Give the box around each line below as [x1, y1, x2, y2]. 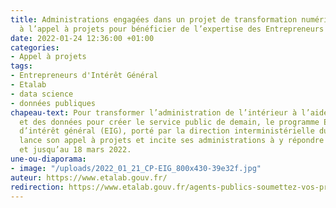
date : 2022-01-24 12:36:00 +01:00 [10, 33, 155, 43]
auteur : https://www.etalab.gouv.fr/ [10, 172, 168, 183]
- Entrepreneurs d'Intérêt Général [10, 71, 159, 81]
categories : [10, 42, 60, 53]
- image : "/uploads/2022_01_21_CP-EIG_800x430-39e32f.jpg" [10, 163, 262, 173]
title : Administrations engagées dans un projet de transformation [10, 14, 298, 25]
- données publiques [10, 98, 97, 108]
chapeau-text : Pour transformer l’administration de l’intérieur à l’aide [10, 107, 329, 118]
